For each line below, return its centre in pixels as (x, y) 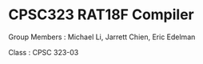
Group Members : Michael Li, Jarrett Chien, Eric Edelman (102, 37)
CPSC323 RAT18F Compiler (101, 15)
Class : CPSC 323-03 (44, 52)
